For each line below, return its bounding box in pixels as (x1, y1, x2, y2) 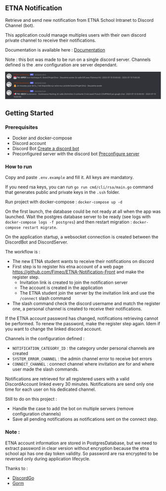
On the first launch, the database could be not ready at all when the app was (5, 208, 161, 215)
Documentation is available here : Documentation (5, 47, 105, 53)
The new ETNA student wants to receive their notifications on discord (12, 258, 154, 264)
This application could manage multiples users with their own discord (5, 32, 147, 38)
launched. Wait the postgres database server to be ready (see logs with (5, 214, 151, 220)
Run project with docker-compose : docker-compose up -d (5, 199, 123, 205)
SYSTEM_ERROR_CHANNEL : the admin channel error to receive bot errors (12, 356, 152, 362)
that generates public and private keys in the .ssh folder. (5, 189, 120, 195)
